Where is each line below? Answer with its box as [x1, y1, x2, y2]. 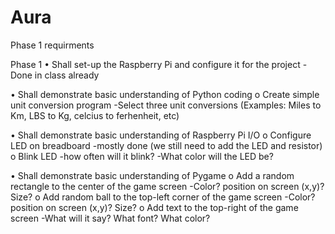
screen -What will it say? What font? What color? [10, 212, 211, 224]
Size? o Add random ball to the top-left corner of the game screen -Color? [10, 191, 316, 203]
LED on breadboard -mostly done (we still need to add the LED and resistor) [10, 139, 323, 151]
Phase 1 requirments [10, 39, 95, 51]
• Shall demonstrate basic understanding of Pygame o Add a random [10, 169, 295, 181]
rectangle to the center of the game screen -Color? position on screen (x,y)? [10, 180, 325, 192]
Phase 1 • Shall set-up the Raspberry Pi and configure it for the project [10, 58, 301, 70]
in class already [34, 69, 100, 81]
